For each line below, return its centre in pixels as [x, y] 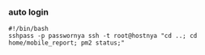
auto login [28, 12]
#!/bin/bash [28, 29]
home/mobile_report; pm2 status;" [67, 43]
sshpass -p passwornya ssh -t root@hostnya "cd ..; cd [103, 36]
